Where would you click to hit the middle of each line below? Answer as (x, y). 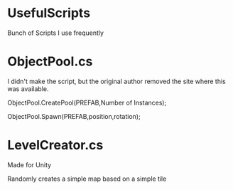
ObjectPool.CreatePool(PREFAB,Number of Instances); (87, 102)
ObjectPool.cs (50, 62)
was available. (28, 89)
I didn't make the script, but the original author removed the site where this (116, 81)
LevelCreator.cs (55, 146)
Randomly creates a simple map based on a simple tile (87, 179)
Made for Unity (29, 164)
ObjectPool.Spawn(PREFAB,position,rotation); (74, 116)
